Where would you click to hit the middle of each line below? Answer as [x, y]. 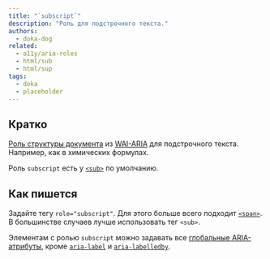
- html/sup [34, 69]
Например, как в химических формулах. [79, 153]
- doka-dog [34, 39]
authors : [23, 31]
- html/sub [34, 62]
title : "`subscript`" [45, 16]
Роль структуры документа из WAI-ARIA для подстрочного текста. [124, 144]
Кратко [28, 124]
